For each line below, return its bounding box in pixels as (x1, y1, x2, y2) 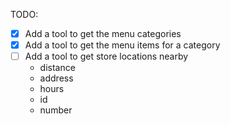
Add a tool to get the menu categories (24, 28, 182, 39)
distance (39, 62, 76, 74)
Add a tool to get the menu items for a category (24, 39, 221, 51)
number (39, 104, 73, 116)
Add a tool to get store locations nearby (24, 50, 189, 63)
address (39, 72, 74, 84)
